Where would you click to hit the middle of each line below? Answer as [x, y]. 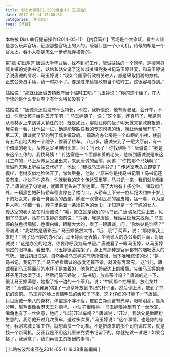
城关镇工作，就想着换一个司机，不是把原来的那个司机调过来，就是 [96, 326]
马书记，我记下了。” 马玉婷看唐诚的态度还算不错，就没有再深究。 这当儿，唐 [84, 262]
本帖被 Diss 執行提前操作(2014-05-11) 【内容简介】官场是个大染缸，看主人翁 [85, 39]
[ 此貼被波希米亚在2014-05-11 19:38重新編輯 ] [53, 349]
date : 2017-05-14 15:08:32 [34, 15]
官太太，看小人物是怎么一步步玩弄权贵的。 [50, 52]
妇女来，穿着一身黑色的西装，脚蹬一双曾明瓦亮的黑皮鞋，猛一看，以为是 [89, 199]
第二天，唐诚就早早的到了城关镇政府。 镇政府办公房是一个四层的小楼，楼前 [83, 135]
